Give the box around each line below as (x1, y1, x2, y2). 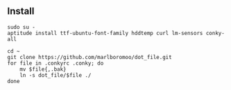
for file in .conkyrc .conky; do (7, 60, 104, 67)
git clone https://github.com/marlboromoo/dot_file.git (7, 54, 172, 60)
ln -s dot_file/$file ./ (19, 71, 92, 78)
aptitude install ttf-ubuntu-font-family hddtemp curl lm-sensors (7, 30, 203, 36)
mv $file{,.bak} (19, 65, 67, 73)
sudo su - (7, 23, 36, 30)
